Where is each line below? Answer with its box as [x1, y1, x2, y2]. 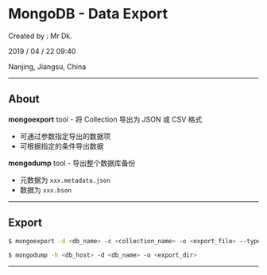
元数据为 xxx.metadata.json [19, 175, 111, 184]
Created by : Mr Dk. [8, 31, 73, 41]
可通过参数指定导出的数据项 [19, 131, 111, 141]
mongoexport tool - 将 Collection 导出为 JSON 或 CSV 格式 [8, 114, 203, 124]
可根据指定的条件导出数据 [19, 141, 104, 151]
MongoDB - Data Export [8, 5, 168, 23]
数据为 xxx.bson [19, 184, 72, 195]
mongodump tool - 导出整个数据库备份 [8, 158, 136, 168]
